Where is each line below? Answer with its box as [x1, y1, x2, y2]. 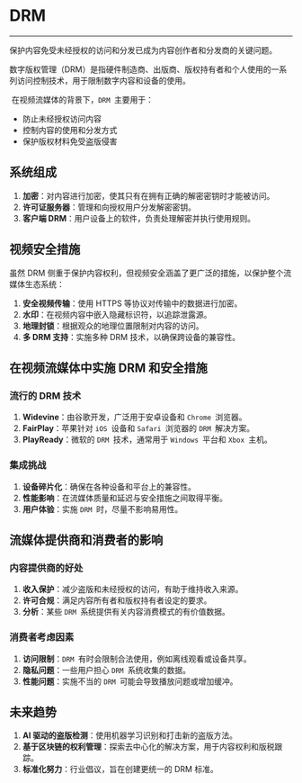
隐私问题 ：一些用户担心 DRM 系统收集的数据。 [22, 664, 191, 675]
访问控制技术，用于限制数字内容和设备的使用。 [16, 75, 191, 85]
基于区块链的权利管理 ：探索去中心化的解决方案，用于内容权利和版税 [22, 742, 275, 752]
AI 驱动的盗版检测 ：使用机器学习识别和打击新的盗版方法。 [22, 730, 238, 741]
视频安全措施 [9, 242, 81, 257]
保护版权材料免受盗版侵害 [22, 136, 118, 147]
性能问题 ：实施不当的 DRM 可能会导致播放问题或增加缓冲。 [22, 676, 238, 687]
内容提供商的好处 [9, 562, 84, 574]
